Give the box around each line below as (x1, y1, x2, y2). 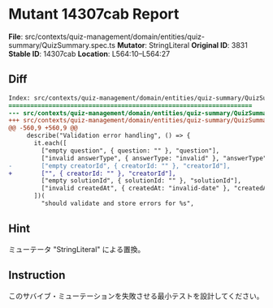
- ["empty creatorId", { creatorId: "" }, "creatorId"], (8, 161, 231, 170)
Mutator (117, 40, 145, 49)
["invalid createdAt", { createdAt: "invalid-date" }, (41, 184, 231, 193)
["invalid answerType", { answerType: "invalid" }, (41, 154, 220, 162)
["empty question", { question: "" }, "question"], (41, 147, 220, 155)
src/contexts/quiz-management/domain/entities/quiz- (24, 32, 206, 41)
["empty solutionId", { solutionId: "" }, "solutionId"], (41, 177, 242, 185)
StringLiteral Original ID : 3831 (149, 40, 248, 49)
